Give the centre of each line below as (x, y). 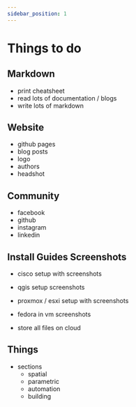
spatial (37, 373)
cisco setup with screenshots (60, 274)
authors (28, 166)
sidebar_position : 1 (37, 14)
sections (30, 367)
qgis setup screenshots (51, 288)
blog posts (32, 151)
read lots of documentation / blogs (67, 98)
